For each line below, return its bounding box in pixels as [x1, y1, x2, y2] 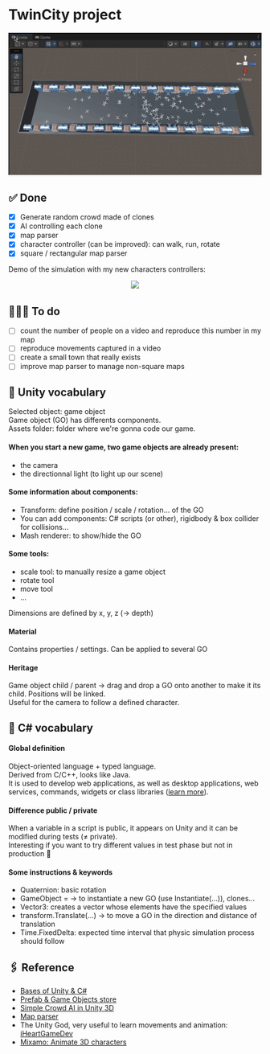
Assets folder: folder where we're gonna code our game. [8, 424, 196, 433]
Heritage [8, 662, 39, 672]
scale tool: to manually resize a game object [19, 567, 166, 576]
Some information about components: [8, 487, 138, 497]
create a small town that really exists [19, 352, 141, 363]
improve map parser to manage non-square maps [19, 362, 185, 371]
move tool [19, 584, 54, 593]
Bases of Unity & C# [19, 986, 87, 996]
